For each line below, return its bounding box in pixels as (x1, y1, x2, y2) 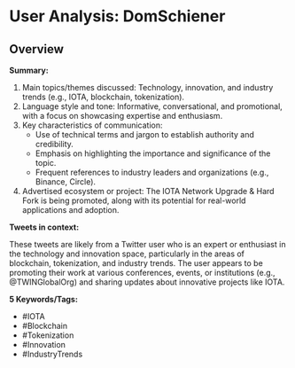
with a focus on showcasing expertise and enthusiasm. (21, 111, 223, 121)
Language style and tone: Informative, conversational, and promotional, (21, 101, 283, 112)
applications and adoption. (21, 205, 120, 215)
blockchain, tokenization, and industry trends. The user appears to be (9, 258, 263, 268)
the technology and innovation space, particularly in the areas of (9, 248, 245, 259)
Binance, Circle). (35, 176, 96, 187)
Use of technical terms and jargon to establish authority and (35, 129, 255, 139)
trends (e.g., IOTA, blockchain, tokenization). (21, 91, 184, 102)
